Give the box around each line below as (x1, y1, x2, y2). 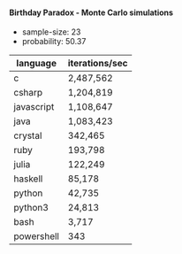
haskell (13, 173, 43, 185)
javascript (13, 101, 55, 113)
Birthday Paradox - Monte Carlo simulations (9, 7, 174, 18)
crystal (13, 129, 42, 142)
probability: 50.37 (21, 36, 87, 47)
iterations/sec (67, 58, 128, 70)
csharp (13, 87, 43, 99)
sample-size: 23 (21, 27, 81, 37)
